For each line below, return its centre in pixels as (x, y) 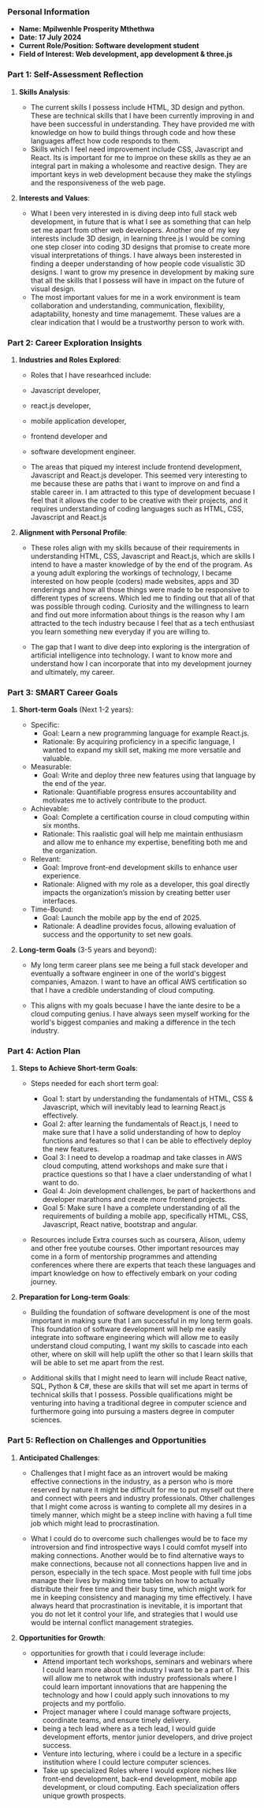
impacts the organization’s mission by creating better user (136, 893)
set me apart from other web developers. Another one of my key (135, 230)
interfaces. (60, 901)
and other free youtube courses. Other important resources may (135, 1248)
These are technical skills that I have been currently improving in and (142, 115)
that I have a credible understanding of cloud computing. (123, 990)
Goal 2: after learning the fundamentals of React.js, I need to (140, 1124)
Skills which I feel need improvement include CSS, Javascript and (137, 149)
